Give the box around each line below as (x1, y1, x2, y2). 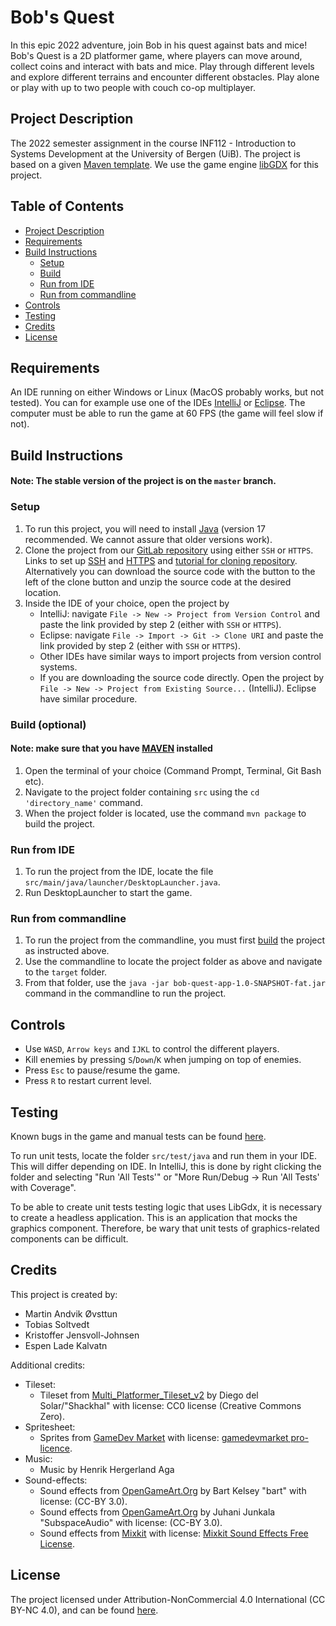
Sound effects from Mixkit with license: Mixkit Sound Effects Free (39, 1527, 309, 1539)
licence (39, 1442, 70, 1454)
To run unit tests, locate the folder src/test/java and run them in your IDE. (10, 1150, 318, 1161)
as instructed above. (24, 945, 110, 957)
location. (24, 586, 62, 598)
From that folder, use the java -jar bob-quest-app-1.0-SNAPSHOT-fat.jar (24, 977, 326, 989)
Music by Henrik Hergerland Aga (39, 1463, 175, 1475)
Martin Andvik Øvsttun (24, 1307, 118, 1320)
